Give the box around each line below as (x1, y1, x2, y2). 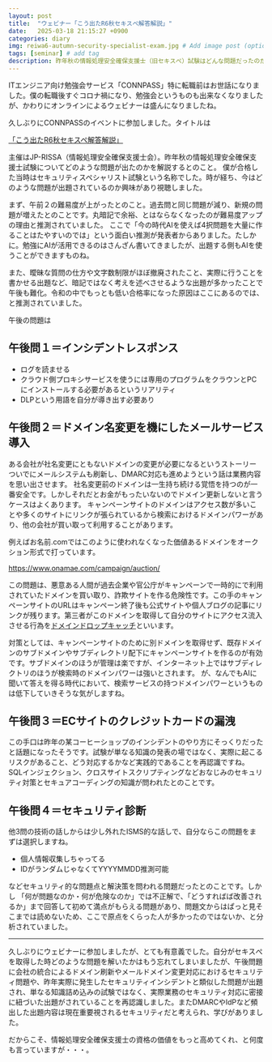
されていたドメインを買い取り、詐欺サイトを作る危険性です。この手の (8, 590, 241, 599)
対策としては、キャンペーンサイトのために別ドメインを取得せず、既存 (8, 638, 241, 647)
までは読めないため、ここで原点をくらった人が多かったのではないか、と (15, 912, 257, 922)
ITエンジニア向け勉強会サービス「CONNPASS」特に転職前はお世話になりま (8, 80, 261, 90)
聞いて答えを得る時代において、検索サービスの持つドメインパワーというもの (8, 678, 263, 688)
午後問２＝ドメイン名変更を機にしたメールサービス (8, 420, 264, 434)
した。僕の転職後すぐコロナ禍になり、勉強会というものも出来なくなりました (8, 90, 264, 100)
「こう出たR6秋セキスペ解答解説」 (8, 134, 124, 144)
